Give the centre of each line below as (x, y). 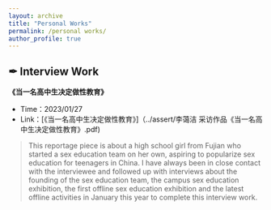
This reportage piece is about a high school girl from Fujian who (134, 146)
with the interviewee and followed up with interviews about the (133, 172)
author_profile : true (45, 39)
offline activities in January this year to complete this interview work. (143, 197)
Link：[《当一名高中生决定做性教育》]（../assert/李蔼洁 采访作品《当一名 (138, 119)
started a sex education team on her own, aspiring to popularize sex (142, 154)
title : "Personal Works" (50, 24)
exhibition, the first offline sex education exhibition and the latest (136, 189)
